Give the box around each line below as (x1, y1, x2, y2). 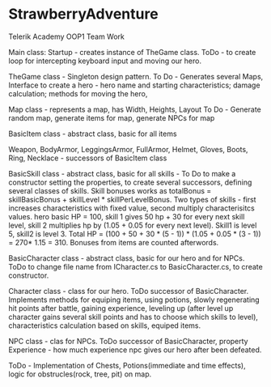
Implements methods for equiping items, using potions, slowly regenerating (8, 295, 260, 304)
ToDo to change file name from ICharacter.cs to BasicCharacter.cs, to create (8, 262, 263, 271)
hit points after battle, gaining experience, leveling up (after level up (8, 303, 234, 313)
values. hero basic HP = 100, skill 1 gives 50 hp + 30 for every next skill (8, 211, 245, 221)
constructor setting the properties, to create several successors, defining (8, 177, 252, 187)
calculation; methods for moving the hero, (8, 88, 148, 98)
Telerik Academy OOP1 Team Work (8, 32, 125, 41)
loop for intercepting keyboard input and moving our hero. (8, 56, 202, 66)
